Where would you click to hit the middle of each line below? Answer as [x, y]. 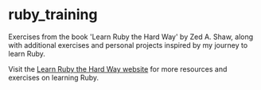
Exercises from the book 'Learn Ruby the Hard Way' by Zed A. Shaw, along [131, 37]
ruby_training [53, 15]
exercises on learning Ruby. [54, 77]
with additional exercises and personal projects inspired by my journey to [128, 45]
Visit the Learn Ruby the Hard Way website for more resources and [118, 68]
